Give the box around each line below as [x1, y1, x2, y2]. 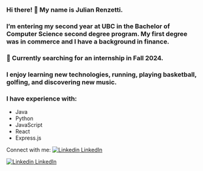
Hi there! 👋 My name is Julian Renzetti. [6, 6, 124, 14]
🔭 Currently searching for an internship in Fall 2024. [6, 53, 164, 62]
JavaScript [15, 121, 43, 128]
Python [15, 115, 34, 122]
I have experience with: [6, 94, 78, 103]
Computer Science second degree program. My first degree [6, 29, 188, 38]
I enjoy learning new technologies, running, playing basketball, [6, 70, 197, 78]
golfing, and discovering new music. [6, 78, 117, 86]
